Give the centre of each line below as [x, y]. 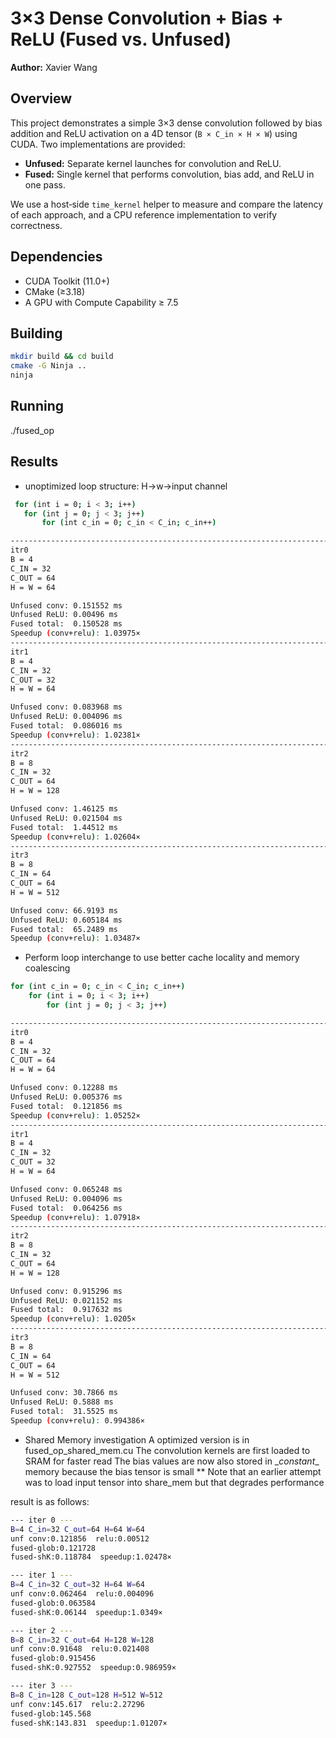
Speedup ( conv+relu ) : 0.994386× [77, 1421]
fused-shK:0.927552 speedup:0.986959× [93, 1668]
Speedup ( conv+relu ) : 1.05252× [75, 1115]
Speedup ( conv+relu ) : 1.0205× [73, 1319]
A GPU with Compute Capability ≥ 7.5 [101, 302]
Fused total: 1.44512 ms [64, 827]
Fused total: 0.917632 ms [66, 1310]
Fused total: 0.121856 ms [66, 1106]
